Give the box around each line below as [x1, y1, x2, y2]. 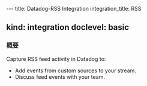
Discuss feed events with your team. [14, 73, 105, 80]
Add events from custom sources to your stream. [14, 67, 137, 74]
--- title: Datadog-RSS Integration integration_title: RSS [6, 5, 142, 12]
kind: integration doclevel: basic [6, 22, 130, 32]
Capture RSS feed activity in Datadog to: [6, 55, 106, 62]
